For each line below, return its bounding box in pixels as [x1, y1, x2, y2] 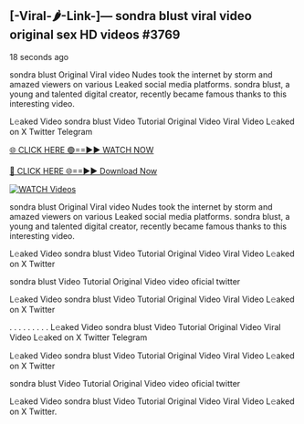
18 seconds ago [9, 51, 69, 62]
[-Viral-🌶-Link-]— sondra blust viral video [9, 8, 253, 24]
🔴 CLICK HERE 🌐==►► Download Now [9, 165, 158, 176]
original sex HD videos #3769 [9, 27, 181, 43]
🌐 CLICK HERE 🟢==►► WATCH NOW [9, 144, 154, 155]
